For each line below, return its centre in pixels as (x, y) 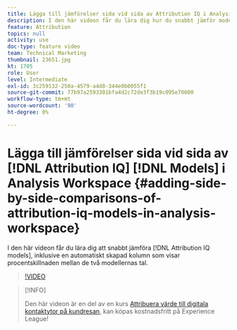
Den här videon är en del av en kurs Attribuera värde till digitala (116, 303)
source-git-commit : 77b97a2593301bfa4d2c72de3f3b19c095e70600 (101, 92)
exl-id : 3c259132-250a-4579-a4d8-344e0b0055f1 (77, 86)
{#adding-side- (180, 183)
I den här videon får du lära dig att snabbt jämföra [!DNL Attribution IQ (109, 248)
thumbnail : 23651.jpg (39, 60)
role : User (23, 73)
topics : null (26, 33)
